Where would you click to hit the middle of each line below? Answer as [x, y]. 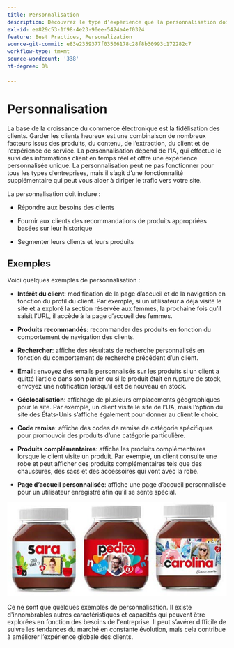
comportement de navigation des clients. [76, 337]
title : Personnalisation [43, 15]
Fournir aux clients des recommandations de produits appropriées [112, 220]
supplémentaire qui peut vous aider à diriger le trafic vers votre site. [104, 180]
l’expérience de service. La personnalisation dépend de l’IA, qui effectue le [114, 151]
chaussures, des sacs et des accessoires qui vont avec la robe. [108, 472]
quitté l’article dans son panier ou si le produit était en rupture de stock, [120, 379]
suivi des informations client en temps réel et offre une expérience [102, 158]
